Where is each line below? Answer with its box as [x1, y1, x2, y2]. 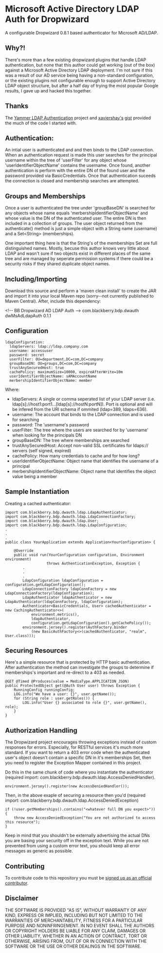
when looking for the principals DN [12, 432, 82, 438]
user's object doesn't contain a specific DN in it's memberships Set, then [5, 755, 152, 760]
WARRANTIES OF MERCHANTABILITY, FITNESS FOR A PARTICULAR [5, 918, 143, 923]
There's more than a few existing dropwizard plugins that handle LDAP [5, 57, 146, 63]
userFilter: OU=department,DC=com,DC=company [9, 356, 104, 362]
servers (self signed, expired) [12, 447, 72, 453]
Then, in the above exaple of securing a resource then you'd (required [5, 793, 146, 798]
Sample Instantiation [5, 488, 70, 496]
